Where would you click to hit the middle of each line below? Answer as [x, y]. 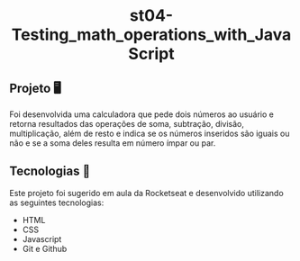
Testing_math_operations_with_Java [151, 35]
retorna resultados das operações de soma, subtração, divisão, [127, 124]
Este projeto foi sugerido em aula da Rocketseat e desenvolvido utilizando [146, 193]
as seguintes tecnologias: [57, 202]
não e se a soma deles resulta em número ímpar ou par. [113, 143]
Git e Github [45, 248]
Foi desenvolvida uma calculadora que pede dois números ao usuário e [142, 114]
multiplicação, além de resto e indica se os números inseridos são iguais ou [150, 133]
